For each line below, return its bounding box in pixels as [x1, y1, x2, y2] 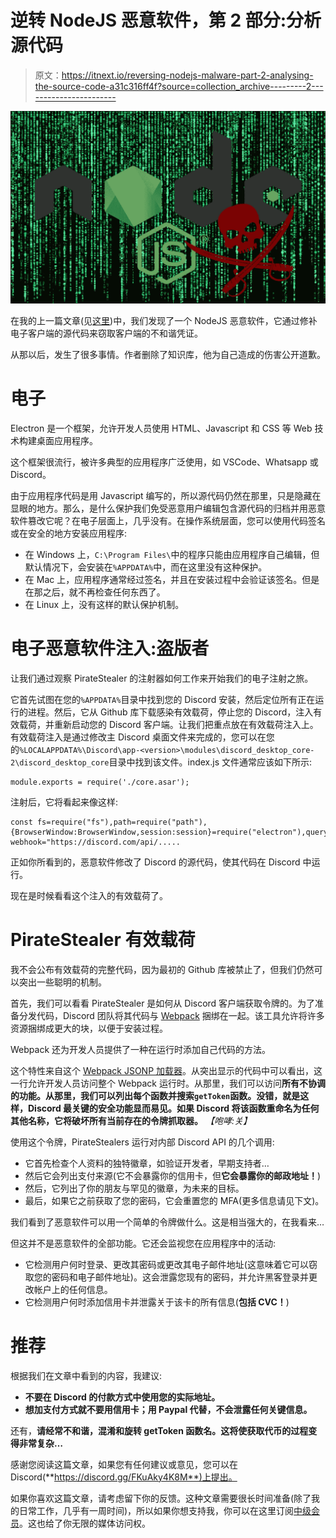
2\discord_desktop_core [10, 757, 110, 768]
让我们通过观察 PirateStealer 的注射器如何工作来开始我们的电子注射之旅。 [10, 672, 314, 684]
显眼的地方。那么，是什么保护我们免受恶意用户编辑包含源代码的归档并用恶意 [10, 502, 326, 514]
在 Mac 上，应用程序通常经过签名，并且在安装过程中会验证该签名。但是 [24, 573, 320, 585]
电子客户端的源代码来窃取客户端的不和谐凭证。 [10, 327, 203, 340]
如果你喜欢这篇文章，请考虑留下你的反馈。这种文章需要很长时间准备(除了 [10, 1492, 312, 1504]
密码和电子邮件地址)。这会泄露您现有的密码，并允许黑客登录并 [51, 1271, 309, 1283]
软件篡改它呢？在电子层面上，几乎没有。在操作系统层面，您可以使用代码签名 [10, 514, 326, 526]
